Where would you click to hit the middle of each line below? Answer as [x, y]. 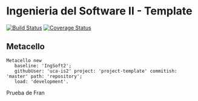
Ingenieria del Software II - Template [99, 11]
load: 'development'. [41, 81]
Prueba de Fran [26, 93]
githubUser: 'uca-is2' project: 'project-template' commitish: [96, 71]
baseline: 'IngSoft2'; [43, 66]
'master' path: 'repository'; [45, 76]
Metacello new [24, 60]
